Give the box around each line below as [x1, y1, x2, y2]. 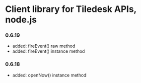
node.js [5, 14, 37, 25]
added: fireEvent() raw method [12, 43, 75, 49]
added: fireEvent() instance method [12, 48, 85, 54]
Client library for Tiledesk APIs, [5, 3, 137, 15]
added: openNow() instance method [12, 72, 87, 78]
